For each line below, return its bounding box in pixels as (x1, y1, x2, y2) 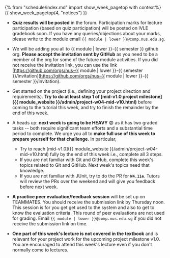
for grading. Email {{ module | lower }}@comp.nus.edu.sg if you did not (12, 215, 162, 221)
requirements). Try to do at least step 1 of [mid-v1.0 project (12, 94, 138, 99)
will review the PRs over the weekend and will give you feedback (19, 178, 156, 184)
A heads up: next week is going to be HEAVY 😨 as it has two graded (12, 120, 158, 125)
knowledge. (19, 168, 45, 173)
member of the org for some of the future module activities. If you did (12, 57, 158, 63)
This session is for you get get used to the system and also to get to (12, 204, 155, 211)
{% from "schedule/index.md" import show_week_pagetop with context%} (5, 5, 161, 10)
